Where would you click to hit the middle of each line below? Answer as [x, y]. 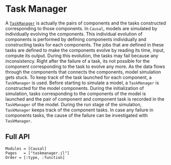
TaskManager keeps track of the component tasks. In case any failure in [79, 110]
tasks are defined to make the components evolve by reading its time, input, [85, 50]
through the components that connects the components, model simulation [83, 72]
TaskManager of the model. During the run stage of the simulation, [74, 104]
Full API [18, 137]
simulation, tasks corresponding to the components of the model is [76, 93]
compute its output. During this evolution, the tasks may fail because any [82, 55]
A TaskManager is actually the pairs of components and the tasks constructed [86, 23]
